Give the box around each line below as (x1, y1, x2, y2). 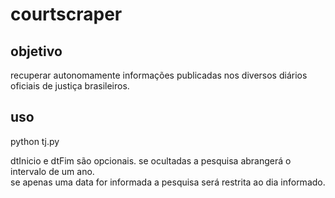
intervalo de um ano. (10, 165, 95, 177)
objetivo (10, 43, 63, 60)
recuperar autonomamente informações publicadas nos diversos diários (10, 69, 308, 81)
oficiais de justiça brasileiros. (10, 80, 130, 92)
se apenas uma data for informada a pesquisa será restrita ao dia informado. (10, 176, 326, 188)
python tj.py (10, 135, 60, 147)
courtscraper (10, 3, 123, 26)
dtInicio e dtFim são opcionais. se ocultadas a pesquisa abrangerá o (10, 154, 292, 167)
